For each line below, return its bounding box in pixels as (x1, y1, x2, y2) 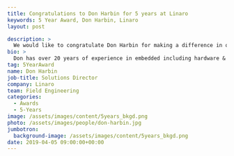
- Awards (13, 100, 39, 107)
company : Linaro (7, 80, 54, 87)
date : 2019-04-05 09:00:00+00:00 (7, 139, 104, 146)
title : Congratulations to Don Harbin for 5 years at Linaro (7, 10, 189, 17)
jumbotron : (7, 125, 39, 132)
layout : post (7, 23, 45, 30)
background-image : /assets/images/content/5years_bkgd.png (13, 132, 189, 139)
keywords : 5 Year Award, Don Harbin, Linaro (7, 17, 139, 24)
